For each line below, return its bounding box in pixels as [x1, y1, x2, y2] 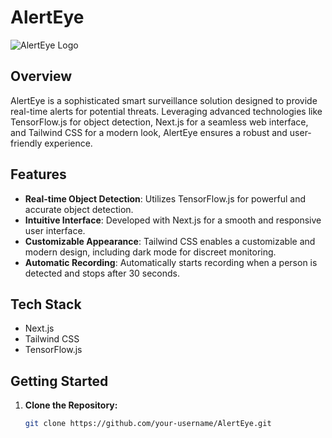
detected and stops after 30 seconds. [24, 267, 181, 279]
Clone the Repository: [24, 399, 118, 411]
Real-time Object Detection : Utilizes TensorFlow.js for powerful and [24, 192, 307, 205]
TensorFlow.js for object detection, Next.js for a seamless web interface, [10, 116, 309, 128]
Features [10, 166, 67, 183]
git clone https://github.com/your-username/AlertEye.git [24, 419, 272, 429]
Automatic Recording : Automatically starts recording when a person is [24, 256, 318, 268]
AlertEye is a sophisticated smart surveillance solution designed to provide [10, 94, 318, 106]
